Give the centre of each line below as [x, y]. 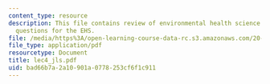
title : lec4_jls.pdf [43, 61]
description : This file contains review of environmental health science [135, 23]
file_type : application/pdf [55, 46]
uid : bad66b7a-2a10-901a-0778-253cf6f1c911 [82, 68]
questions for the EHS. [55, 30]
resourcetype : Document [48, 53]
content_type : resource [48, 16]
